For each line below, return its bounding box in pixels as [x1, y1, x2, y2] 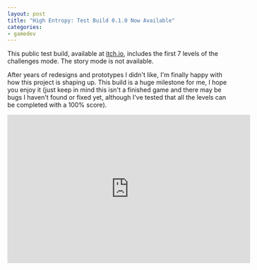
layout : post [7, 10, 46, 18]
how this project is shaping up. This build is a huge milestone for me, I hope [7, 78, 227, 87]
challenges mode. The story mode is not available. [7, 57, 154, 66]
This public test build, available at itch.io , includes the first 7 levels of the [7, 49, 219, 58]
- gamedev [7, 30, 37, 37]
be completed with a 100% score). [7, 100, 107, 110]
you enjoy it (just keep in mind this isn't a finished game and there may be [7, 86, 222, 94]
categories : [7, 23, 42, 30]
